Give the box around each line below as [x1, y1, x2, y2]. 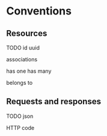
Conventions [6, 4, 72, 18]
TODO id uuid [6, 44, 40, 51]
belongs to [6, 79, 33, 86]
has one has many [6, 67, 52, 75]
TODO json [6, 113, 34, 120]
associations [6, 56, 38, 63]
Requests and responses [6, 96, 101, 107]
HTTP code [6, 124, 35, 131]
